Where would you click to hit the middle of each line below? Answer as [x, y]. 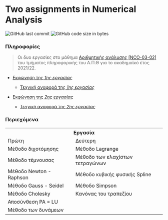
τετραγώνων [91, 163]
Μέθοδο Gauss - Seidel [36, 186]
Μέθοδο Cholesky [29, 194]
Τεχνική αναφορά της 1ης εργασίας [57, 87]
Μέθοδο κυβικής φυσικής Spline [113, 174]
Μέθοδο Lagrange [97, 149]
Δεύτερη [85, 141]
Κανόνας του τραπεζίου [104, 194]
